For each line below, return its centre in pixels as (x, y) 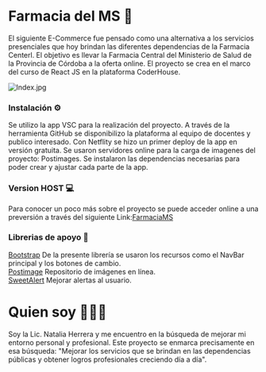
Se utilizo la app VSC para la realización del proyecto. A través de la (119, 125)
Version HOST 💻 (41, 188)
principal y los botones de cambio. (65, 263)
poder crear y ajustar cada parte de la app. (78, 167)
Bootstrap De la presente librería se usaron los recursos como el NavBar (126, 255)
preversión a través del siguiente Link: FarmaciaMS (91, 217)
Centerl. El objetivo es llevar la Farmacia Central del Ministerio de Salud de (130, 55)
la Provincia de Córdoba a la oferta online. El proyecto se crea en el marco (129, 63)
